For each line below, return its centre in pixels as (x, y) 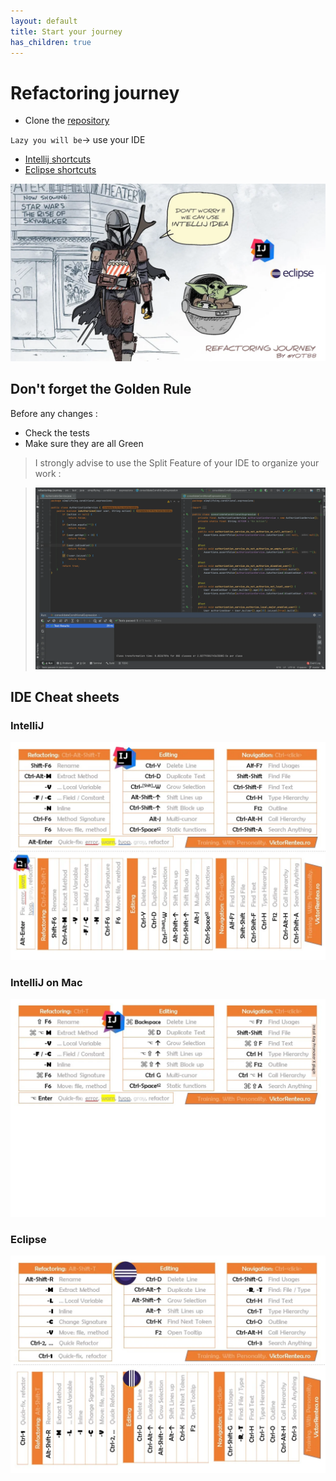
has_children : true (51, 42)
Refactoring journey (95, 92)
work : (48, 473)
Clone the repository (67, 121)
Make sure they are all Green (84, 443)
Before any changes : (54, 413)
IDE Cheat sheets (65, 697)
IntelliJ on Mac (46, 982)
